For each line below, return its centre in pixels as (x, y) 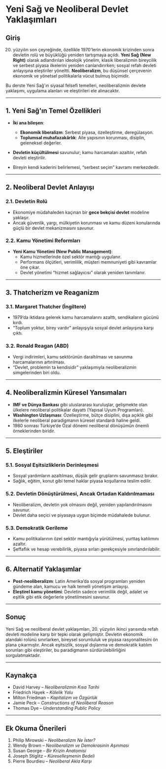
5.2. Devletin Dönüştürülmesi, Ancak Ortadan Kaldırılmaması (80, 494)
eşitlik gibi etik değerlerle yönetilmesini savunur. (61, 597)
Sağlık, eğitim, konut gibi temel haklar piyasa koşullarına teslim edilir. (82, 481)
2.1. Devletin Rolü (27, 202)
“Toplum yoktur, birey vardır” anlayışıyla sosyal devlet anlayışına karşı (83, 328)
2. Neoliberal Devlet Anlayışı (50, 187)
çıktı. (17, 333)
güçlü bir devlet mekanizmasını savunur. (53, 228)
